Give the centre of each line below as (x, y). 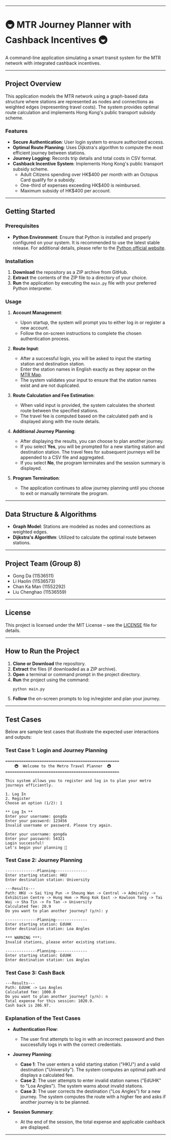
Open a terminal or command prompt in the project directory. (77, 674)
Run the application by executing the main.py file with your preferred (84, 283)
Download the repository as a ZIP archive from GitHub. (70, 272)
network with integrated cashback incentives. (53, 63)
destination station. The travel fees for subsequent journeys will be (90, 452)
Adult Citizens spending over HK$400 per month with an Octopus (89, 175)
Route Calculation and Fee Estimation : (54, 396)
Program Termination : (36, 478)
